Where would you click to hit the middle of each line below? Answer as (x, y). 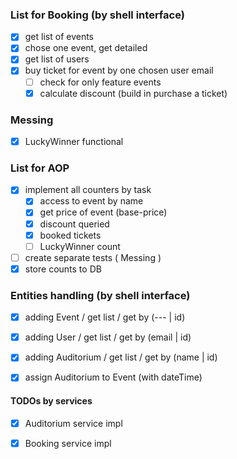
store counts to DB (63, 269)
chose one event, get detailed (86, 48)
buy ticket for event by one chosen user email (119, 70)
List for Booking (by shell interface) (97, 15)
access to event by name (91, 201)
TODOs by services (51, 400)
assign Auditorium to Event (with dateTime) (113, 377)
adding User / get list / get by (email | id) (108, 337)
